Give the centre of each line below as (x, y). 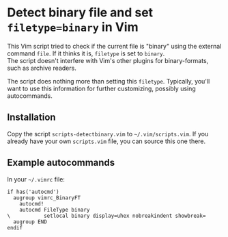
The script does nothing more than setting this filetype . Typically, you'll (109, 81)
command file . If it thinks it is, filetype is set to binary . (86, 53)
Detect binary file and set (80, 13)
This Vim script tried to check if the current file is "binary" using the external (114, 46)
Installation (31, 117)
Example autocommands (61, 163)
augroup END (30, 222)
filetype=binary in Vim (73, 27)
